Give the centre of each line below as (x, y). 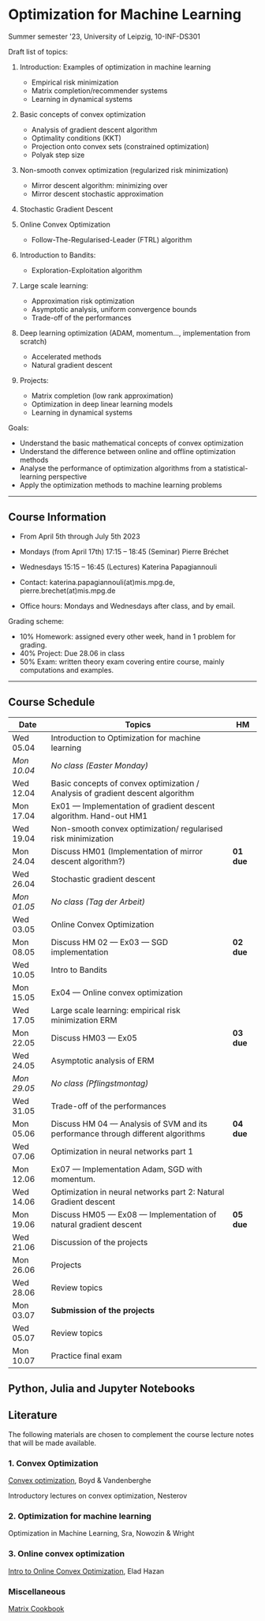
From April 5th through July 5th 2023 (80, 536)
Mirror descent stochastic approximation (97, 193)
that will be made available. (52, 1443)
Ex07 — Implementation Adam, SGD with (127, 1169)
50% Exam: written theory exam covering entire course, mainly (122, 662)
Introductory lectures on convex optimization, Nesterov (98, 1496)
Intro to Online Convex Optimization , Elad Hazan (86, 1571)
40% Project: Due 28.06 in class (72, 653)
